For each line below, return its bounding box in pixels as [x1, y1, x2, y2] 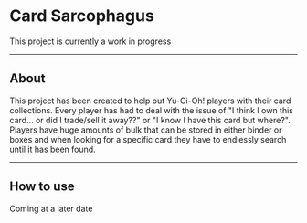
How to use [9, 179, 75, 195]
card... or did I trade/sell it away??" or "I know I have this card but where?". [9, 114, 291, 125]
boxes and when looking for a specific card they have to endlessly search [9, 133, 287, 144]
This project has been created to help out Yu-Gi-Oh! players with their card [9, 95, 291, 106]
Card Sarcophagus [9, 5, 155, 27]
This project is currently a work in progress [9, 36, 172, 47]
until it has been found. [9, 143, 96, 154]
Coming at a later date [9, 203, 93, 214]
